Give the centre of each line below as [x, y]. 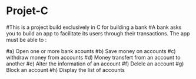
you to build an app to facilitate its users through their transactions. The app [98, 33]
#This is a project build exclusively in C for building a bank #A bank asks [94, 27]
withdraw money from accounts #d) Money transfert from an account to [93, 57]
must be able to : [26, 39]
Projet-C [27, 11]
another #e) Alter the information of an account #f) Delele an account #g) [95, 64]
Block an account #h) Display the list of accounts [66, 70]
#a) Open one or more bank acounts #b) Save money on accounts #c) [91, 51]
